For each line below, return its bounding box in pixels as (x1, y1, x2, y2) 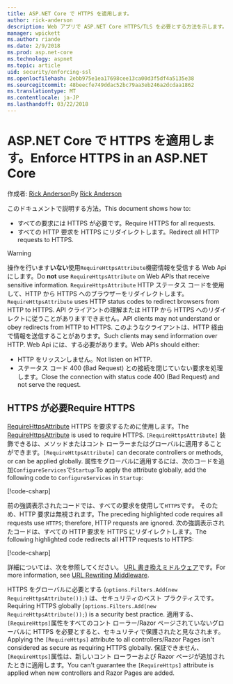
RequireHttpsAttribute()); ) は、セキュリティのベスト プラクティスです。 (7, 594, 218, 602)
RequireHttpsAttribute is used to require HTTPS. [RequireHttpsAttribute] (7, 431, 218, 439)
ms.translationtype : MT (7, 88, 77, 95)
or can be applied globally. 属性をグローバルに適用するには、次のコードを (7, 456, 219, 465)
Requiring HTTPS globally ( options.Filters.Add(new (7, 601, 156, 610)
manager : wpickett (7, 29, 61, 37)
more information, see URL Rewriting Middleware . (7, 571, 150, 579)
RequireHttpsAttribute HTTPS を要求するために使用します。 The (7, 422, 189, 430)
